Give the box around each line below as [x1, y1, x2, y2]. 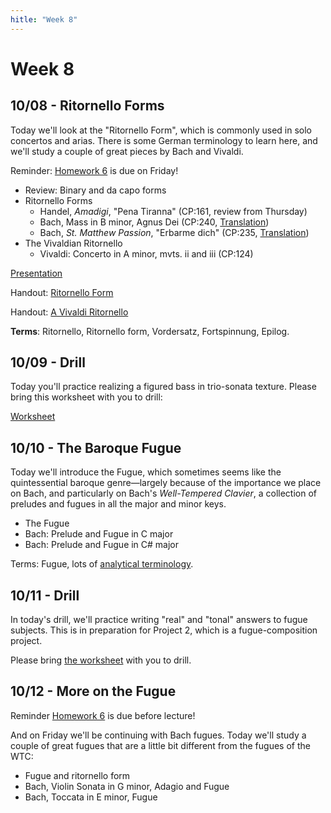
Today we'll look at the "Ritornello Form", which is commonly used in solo [10, 124, 313, 136]
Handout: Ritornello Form [10, 286, 114, 298]
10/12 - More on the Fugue [10, 683, 177, 700]
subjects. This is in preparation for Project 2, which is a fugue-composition [10, 624, 318, 636]
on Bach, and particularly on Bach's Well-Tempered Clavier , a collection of [10, 487, 318, 500]
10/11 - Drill [10, 587, 80, 604]
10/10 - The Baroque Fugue [10, 439, 182, 456]
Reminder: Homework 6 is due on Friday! [10, 164, 179, 176]
